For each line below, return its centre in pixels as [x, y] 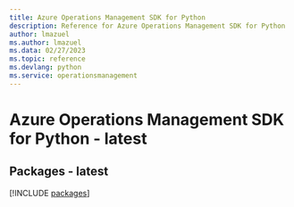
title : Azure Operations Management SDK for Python [107, 17]
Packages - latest [59, 172]
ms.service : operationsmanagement [74, 76]
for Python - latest [78, 138]
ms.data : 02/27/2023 [48, 51]
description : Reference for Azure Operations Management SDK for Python [147, 26]
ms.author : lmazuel [46, 42]
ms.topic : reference [48, 59]
